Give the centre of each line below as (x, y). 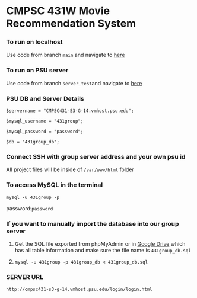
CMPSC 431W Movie (58, 11)
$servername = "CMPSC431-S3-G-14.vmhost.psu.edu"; (70, 111)
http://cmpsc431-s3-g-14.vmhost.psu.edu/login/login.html (79, 289)
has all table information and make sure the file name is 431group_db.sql (103, 250)
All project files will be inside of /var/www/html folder (70, 169)
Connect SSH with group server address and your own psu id (96, 157)
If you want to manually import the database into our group (93, 223)
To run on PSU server (37, 71)
